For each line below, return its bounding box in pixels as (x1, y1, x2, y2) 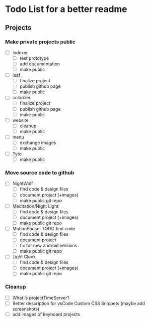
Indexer (12, 49, 28, 55)
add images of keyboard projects (12, 311, 80, 317)
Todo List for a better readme (5, 3, 128, 15)
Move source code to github (5, 169, 75, 176)
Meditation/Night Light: (12, 203, 60, 209)
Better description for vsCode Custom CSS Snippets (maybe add (12, 300, 145, 306)
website (12, 117, 29, 123)
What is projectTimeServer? (12, 295, 70, 301)
